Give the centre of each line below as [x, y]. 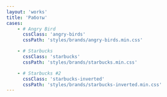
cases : [15, 23]
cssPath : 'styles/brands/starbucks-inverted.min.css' [92, 85]
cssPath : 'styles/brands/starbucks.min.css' [80, 62]
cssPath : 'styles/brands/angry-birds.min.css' [83, 40]
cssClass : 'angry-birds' [54, 35]
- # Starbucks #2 [39, 73]
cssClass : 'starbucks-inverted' [63, 79]
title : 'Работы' [27, 18]
